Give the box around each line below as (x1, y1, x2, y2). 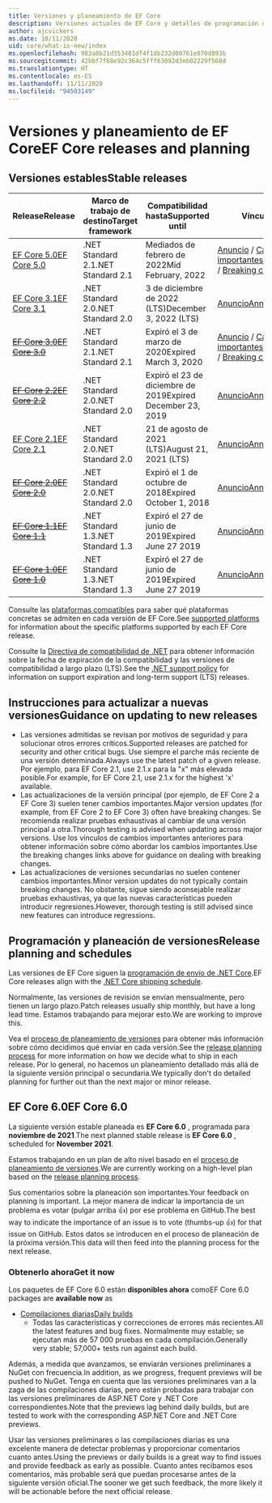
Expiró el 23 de (145, 370, 204, 381)
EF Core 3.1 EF (12, 293, 68, 304)
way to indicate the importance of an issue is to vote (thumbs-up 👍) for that (8, 1217, 262, 1227)
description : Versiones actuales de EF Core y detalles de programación (8, 19, 259, 28)
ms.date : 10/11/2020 (8, 34, 79, 43)
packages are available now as (8, 1293, 113, 1303)
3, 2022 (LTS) (145, 313, 200, 325)
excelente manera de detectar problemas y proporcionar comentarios (8, 1444, 240, 1454)
